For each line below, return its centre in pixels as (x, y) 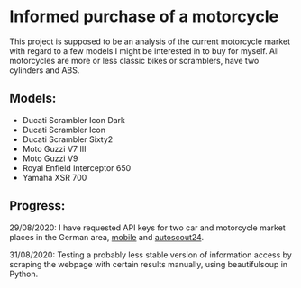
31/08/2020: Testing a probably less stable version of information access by (151, 255)
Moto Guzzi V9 (50, 158)
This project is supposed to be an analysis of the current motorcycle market (150, 41)
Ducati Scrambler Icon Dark (74, 120)
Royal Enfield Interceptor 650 (77, 167)
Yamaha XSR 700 (55, 177)
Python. (24, 274)
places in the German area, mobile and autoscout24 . (107, 237)
